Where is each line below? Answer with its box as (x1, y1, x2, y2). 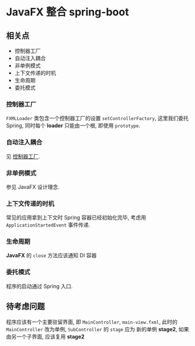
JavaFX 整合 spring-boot (6, 5, 129, 19)
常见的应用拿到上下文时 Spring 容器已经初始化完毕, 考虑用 (6, 214, 147, 221)
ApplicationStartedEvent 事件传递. (6, 221, 90, 228)
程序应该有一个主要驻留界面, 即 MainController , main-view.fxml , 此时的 (6, 318, 178, 325)
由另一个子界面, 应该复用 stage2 (6, 333, 85, 340)
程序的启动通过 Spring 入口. (6, 282, 73, 290)
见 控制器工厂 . (6, 152, 40, 159)
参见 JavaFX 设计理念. (6, 183, 60, 190)
